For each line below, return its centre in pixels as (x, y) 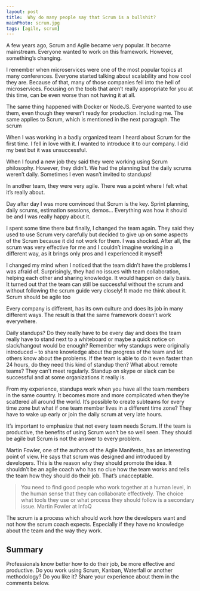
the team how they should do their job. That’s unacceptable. (80, 476)
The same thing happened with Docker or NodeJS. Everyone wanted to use (99, 107)
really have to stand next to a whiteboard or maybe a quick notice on (90, 339)
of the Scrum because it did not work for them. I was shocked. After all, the (99, 241)
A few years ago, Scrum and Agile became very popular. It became (89, 45)
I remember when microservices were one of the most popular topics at (94, 70)
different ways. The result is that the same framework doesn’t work (89, 315)
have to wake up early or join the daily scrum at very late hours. (84, 415)
